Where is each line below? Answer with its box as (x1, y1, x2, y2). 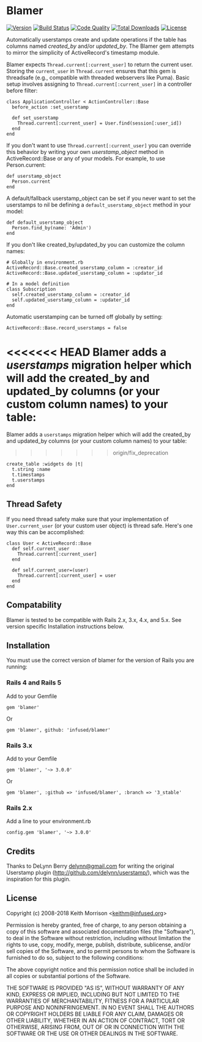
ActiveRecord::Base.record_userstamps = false (6, 324, 127, 331)
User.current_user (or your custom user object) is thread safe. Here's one (6, 522, 193, 529)
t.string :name (12, 466, 51, 472)
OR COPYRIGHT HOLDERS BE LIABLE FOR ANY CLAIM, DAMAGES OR (6, 1010, 184, 1017)
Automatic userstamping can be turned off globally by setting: (6, 313, 163, 320)
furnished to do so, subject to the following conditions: (6, 954, 144, 961)
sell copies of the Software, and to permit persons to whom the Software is (6, 947, 196, 954)
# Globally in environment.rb (6, 259, 84, 266)
